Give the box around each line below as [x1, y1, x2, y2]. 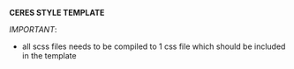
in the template [21, 51, 77, 60]
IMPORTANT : [9, 24, 57, 34]
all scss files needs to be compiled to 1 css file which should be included [21, 41, 286, 52]
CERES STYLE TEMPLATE [9, 8, 105, 17]
